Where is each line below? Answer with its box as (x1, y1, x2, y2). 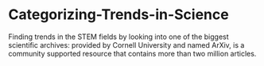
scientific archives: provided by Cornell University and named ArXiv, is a (8, 40, 245, 49)
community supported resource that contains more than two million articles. (8, 49, 257, 58)
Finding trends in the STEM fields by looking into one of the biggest (8, 32, 229, 41)
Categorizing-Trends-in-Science (8, 6, 229, 24)
